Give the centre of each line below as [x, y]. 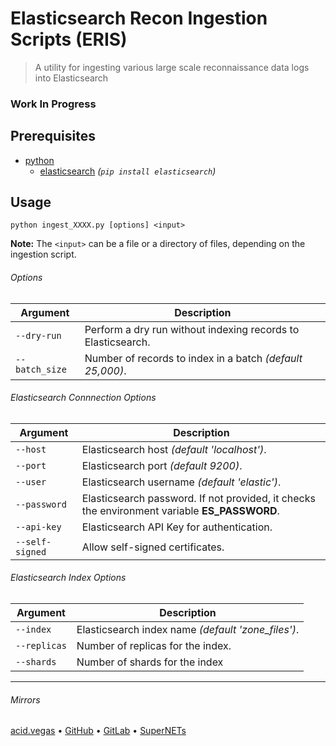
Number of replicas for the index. [154, 646]
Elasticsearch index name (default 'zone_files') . [188, 630]
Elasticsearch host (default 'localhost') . [174, 449]
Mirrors [25, 699]
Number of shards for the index [150, 662]
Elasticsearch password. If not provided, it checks [198, 498]
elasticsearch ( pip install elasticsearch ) [128, 171]
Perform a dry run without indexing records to [192, 329]
